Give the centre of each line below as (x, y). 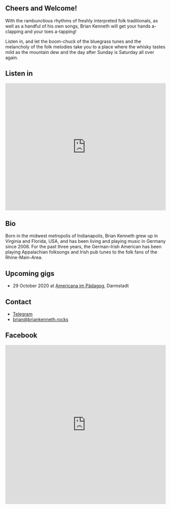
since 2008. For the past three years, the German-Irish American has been (83, 247)
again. (12, 58)
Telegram (23, 314)
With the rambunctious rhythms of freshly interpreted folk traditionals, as (82, 20)
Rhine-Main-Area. (24, 258)
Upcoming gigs (30, 274)
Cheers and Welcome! (41, 8)
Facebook (21, 335)
